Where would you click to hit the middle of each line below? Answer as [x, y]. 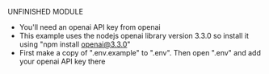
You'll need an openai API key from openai [90, 27]
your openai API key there [62, 61]
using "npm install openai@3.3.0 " [75, 44]
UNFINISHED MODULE [46, 12]
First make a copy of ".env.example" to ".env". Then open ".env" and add [140, 53]
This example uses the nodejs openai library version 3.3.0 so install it [134, 36]
